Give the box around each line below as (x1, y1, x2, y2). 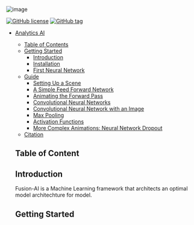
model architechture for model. (14, 191, 92, 199)
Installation (33, 60, 60, 67)
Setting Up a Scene (33, 79, 81, 86)
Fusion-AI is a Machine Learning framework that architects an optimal (14, 185, 188, 192)
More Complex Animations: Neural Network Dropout (33, 125, 163, 131)
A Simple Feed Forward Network (33, 86, 114, 93)
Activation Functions (33, 118, 84, 125)
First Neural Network (33, 67, 85, 74)
